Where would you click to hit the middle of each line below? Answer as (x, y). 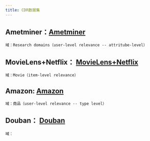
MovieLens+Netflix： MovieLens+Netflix (72, 62)
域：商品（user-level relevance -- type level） (56, 104)
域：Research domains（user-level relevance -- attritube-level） (76, 45)
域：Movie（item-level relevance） (42, 75)
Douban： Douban (35, 121)
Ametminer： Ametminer (45, 32)
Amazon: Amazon (35, 91)
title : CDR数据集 (23, 10)
